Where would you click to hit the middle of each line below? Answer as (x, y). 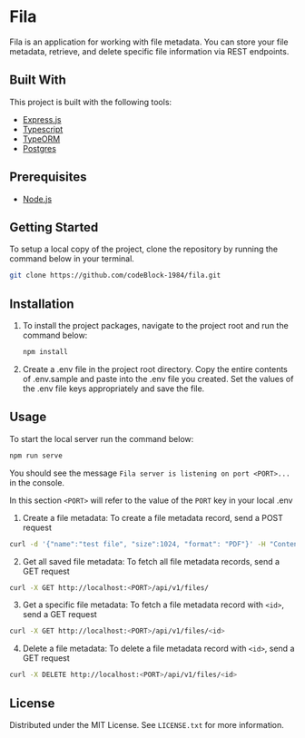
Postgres (39, 148)
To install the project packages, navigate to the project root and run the (155, 326)
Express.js (42, 119)
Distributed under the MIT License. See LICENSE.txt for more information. (147, 724)
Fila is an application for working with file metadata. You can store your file (149, 42)
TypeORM (41, 139)
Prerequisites (48, 177)
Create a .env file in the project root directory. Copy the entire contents (155, 369)
